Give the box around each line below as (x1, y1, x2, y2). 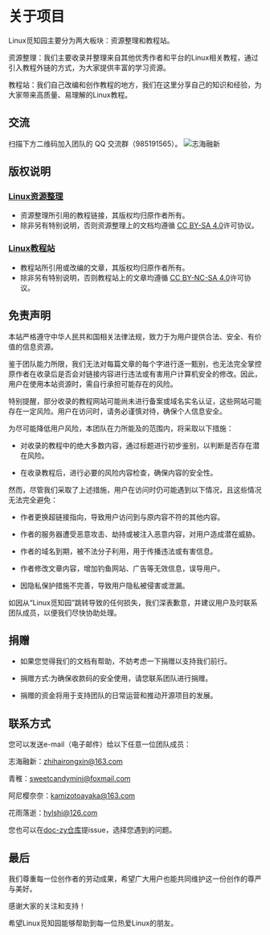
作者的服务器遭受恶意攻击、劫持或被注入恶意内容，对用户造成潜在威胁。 (19, 529, 260, 538)
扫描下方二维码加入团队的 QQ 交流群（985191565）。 (8, 139, 182, 148)
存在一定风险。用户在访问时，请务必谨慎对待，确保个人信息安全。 (8, 406, 227, 416)
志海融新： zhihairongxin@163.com (8, 757, 123, 767)
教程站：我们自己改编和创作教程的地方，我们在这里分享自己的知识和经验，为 (8, 80, 262, 89)
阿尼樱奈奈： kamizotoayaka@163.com (8, 791, 135, 800)
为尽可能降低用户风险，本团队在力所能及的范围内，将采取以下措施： (8, 423, 234, 433)
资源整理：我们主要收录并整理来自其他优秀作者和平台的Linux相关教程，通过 (8, 52, 259, 62)
